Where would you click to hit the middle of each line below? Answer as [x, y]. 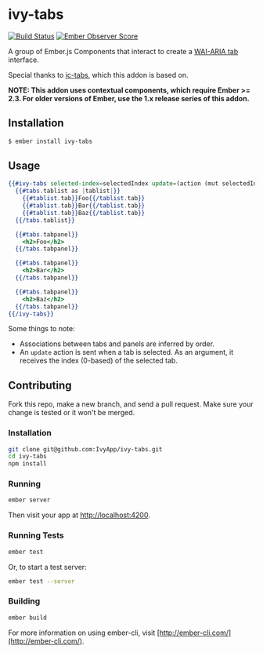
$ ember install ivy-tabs [50, 141]
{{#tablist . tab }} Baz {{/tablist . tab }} [84, 213]
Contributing [40, 385]
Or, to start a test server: [48, 567]
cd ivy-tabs [27, 457]
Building [24, 601]
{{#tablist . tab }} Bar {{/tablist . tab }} [84, 206]
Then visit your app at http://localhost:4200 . [79, 515]
